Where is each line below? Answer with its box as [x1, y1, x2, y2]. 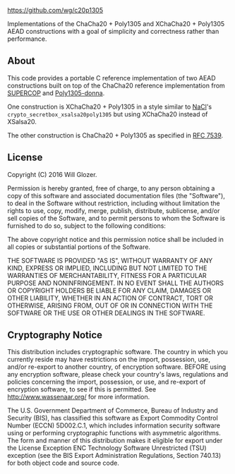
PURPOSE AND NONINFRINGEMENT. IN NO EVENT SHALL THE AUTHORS [7, 279, 224, 287]
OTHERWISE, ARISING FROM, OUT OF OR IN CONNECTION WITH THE [7, 301, 213, 310]
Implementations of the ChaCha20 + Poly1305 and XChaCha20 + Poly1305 [7, 20, 225, 28]
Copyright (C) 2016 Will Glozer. [7, 170, 97, 178]
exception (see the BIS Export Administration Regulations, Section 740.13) [7, 451, 221, 460]
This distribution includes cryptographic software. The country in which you [7, 348, 228, 356]
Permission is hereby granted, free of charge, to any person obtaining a [7, 183, 215, 193]
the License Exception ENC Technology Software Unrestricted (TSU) [7, 444, 207, 452]
